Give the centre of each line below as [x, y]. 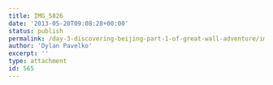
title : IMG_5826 [36, 16]
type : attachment [38, 62]
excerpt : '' [28, 53]
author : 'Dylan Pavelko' [50, 46]
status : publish [36, 31]
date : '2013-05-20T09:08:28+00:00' [69, 23]
